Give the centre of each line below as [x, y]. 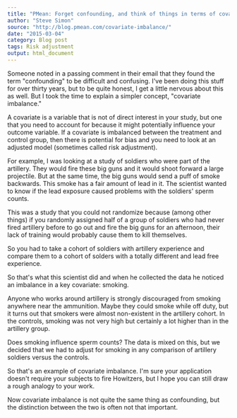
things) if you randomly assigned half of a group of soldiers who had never [116, 219]
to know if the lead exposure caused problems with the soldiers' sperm [110, 191]
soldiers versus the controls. [49, 357]
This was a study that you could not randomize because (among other [109, 212]
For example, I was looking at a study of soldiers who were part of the [109, 161]
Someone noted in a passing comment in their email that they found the [111, 73]
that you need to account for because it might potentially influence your [111, 124]
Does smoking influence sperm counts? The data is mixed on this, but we [114, 342]
